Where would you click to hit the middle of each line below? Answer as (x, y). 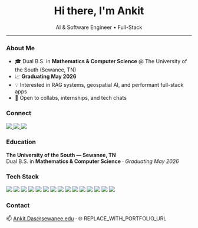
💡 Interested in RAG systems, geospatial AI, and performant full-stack (99, 85)
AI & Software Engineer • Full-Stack (99, 27)
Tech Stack (23, 177)
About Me (21, 48)
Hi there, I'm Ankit (99, 11)
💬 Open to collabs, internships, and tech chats (70, 98)
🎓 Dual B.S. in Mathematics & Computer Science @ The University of (101, 61)
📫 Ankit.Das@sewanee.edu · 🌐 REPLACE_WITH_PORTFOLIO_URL (86, 219)
